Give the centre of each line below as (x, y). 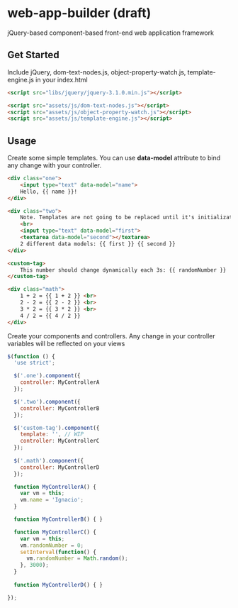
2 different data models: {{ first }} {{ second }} (98, 244)
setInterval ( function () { (58, 552)
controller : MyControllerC (60, 441)
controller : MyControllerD (60, 467)
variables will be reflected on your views (66, 343)
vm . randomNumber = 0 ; (52, 545)
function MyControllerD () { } (58, 585)
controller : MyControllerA (60, 382)
